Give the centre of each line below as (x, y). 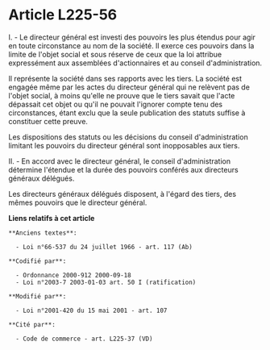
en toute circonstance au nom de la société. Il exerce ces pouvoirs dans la (131, 45)
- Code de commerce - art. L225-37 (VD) (84, 339)
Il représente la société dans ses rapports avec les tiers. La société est (125, 78)
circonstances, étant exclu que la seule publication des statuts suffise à (127, 112)
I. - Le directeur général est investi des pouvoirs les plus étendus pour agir (132, 37)
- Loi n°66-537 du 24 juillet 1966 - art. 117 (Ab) (104, 247)
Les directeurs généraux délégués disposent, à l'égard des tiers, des (122, 194)
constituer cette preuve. (48, 121)
